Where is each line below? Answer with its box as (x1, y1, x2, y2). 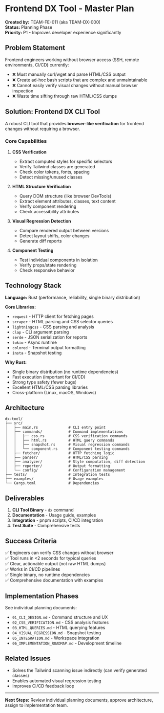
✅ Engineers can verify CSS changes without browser (5, 550, 114, 556)
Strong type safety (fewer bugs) (12, 379, 77, 385)
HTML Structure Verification (12, 183, 71, 189)
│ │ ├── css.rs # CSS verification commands (5, 434, 128, 439)
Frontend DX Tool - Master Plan (5, 3, 134, 14)
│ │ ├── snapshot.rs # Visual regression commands (5, 442, 130, 447)
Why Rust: (5, 359, 27, 365)
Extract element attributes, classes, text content (19, 198, 116, 204)
